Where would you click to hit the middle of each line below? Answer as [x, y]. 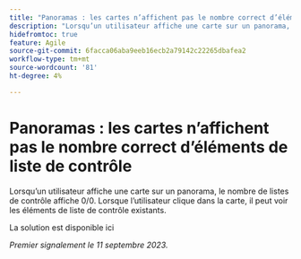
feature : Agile [38, 43]
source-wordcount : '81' [54, 68]
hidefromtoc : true [43, 34]
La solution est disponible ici [62, 227]
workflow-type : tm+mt [50, 59]
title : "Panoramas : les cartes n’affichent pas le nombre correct [138, 17]
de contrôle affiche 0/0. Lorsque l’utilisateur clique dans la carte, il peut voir [149, 200]
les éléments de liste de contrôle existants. [88, 210]
